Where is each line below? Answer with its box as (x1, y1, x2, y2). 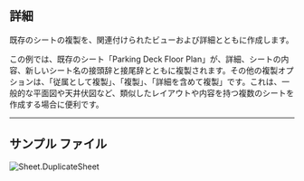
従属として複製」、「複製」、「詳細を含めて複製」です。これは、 (52, 76, 282, 87)
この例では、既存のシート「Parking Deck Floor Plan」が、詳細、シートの (9, 53, 281, 64)
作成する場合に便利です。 (9, 99, 104, 110)
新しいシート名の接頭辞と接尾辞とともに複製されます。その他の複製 (24, 64, 279, 75)
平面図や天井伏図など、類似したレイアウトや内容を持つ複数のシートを (33, 87, 295, 98)
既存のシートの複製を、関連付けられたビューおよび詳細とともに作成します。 (9, 34, 294, 45)
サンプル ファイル (9, 137, 108, 152)
